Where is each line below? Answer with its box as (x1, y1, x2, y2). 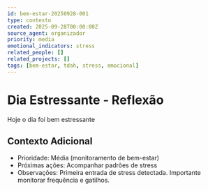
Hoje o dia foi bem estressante (7, 115, 96, 123)
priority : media (7, 36, 54, 43)
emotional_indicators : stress (7, 43, 96, 49)
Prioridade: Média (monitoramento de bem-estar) (17, 154, 159, 162)
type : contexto (7, 17, 52, 24)
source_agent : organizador (7, 29, 86, 37)
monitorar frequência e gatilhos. (17, 176, 110, 185)
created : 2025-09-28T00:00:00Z (7, 23, 98, 30)
